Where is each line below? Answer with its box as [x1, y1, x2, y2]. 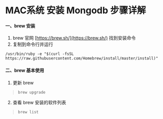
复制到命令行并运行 [12, 41, 53, 47]
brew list [17, 109, 39, 114]
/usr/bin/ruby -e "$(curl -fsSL [5, 51, 74, 56]
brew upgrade [17, 90, 46, 95]
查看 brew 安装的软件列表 [12, 99, 66, 105]
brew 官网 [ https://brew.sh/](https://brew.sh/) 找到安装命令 [12, 35, 136, 41]
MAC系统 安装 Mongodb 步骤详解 [5, 5, 146, 16]
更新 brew [12, 79, 34, 85]
